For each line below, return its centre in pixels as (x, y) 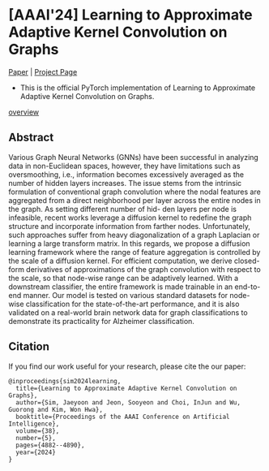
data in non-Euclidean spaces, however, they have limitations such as (124, 166)
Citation (29, 347)
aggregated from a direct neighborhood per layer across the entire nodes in (134, 200)
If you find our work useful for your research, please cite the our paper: (127, 366)
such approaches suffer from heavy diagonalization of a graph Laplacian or (134, 235)
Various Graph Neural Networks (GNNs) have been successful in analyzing (134, 157)
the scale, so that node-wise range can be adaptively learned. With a (124, 278)
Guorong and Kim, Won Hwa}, (56, 409)
